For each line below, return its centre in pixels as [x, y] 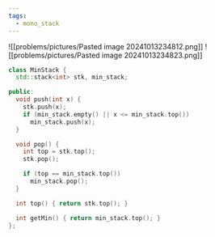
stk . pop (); [41, 159]
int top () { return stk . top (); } [72, 203]
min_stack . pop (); [59, 181]
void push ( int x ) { [48, 99]
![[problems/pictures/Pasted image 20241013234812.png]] [106, 46]
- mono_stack [38, 23]
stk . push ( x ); [45, 107]
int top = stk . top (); [59, 152]
